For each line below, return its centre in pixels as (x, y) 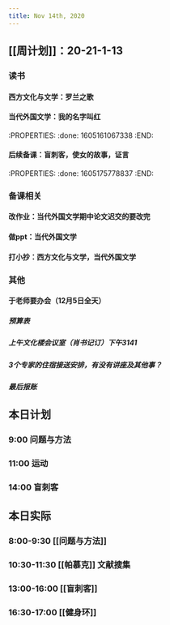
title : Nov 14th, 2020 (47, 16)
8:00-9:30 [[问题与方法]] (57, 542)
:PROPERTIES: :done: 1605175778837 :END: (81, 173)
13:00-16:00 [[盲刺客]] (53, 589)
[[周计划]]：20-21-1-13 (66, 51)
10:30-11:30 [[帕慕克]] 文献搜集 (70, 565)
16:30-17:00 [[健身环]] (53, 613)
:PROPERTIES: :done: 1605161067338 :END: (81, 135)
